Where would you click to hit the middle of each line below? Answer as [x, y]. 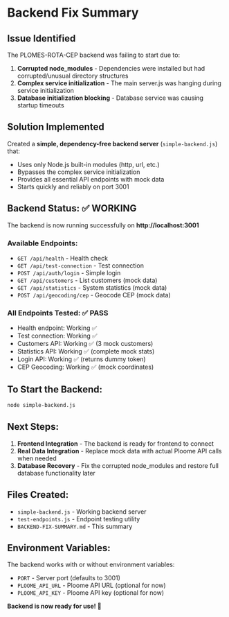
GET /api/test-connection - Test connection [80, 266]
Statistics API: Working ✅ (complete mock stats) [86, 351]
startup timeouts [40, 105]
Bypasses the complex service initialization [79, 172]
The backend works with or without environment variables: [91, 565]
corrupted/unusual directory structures [73, 76]
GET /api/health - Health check [63, 258]
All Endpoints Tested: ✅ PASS [58, 313]
